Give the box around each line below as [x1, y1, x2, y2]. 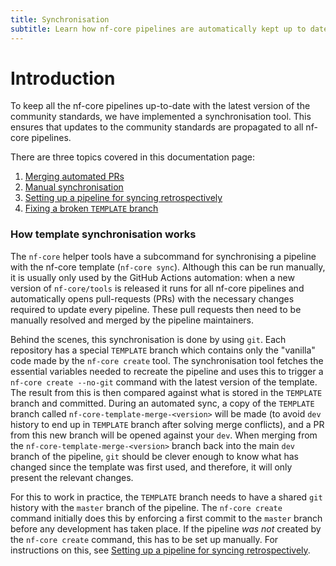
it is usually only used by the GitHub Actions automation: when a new [10, 271, 295, 283]
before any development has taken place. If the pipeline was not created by [10, 522, 322, 535]
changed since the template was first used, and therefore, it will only [10, 461, 293, 473]
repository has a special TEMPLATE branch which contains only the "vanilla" [10, 344, 316, 356]
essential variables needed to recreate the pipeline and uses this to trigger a [10, 365, 324, 377]
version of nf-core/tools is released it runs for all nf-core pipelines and [10, 282, 305, 294]
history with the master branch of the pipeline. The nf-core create [10, 501, 283, 513]
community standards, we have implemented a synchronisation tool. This [10, 111, 312, 123]
